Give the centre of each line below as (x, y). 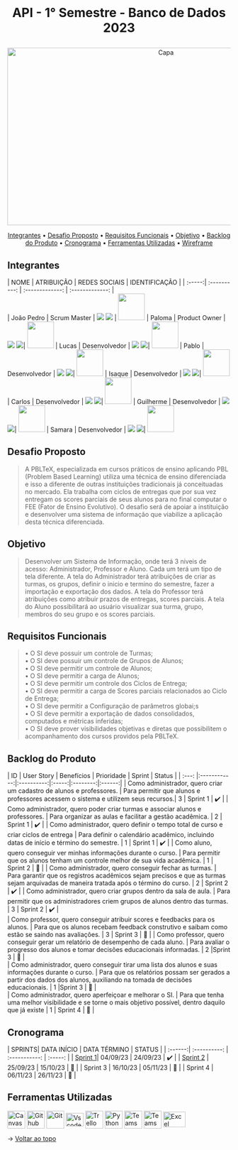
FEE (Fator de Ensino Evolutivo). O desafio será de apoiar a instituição (126, 506)
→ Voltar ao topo (32, 1138)
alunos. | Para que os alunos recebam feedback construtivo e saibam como (118, 927)
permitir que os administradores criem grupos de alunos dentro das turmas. (118, 902)
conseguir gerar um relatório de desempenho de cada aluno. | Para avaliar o (119, 942)
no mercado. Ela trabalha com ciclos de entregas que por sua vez (120, 491)
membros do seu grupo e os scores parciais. (90, 614)
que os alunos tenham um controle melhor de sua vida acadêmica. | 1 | (110, 860)
